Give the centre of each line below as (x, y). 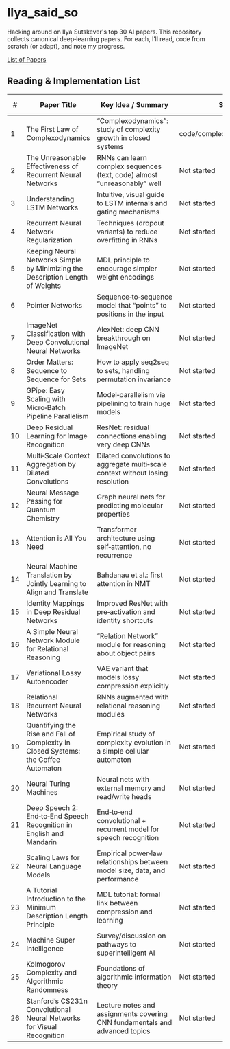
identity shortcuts (125, 620)
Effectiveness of (52, 166)
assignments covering (132, 1013)
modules (111, 714)
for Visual (41, 1026)
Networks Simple (54, 260)
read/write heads (124, 796)
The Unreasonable (56, 157)
